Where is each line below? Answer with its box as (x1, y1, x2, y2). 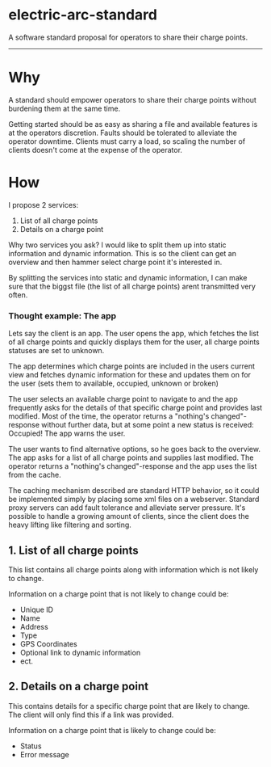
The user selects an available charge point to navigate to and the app (8, 394, 238, 404)
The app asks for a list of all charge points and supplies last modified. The (8, 453, 254, 462)
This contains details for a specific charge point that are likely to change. (8, 701, 250, 710)
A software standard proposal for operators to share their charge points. (8, 32, 248, 42)
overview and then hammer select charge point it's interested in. (8, 257, 223, 267)
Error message (19, 749, 70, 759)
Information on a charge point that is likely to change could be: (8, 725, 216, 735)
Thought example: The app (8, 310, 117, 321)
